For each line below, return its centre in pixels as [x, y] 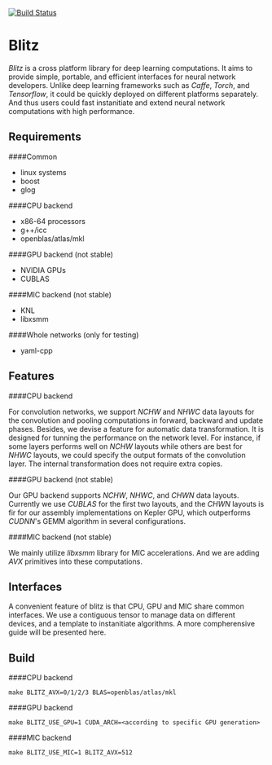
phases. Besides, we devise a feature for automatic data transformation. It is [136, 429]
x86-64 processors [53, 221]
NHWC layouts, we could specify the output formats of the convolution [127, 455]
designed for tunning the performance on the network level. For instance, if [135, 437]
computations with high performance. [72, 111]
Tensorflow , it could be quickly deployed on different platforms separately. [134, 94]
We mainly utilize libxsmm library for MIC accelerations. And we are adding [134, 552]
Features [31, 376]
